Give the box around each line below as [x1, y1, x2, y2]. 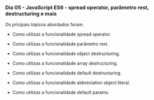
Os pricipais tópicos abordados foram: [5, 21, 84, 27]
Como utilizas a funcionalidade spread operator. [12, 31, 111, 37]
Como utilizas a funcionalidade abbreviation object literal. [12, 79, 131, 86]
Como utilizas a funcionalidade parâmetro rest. [12, 41, 109, 47]
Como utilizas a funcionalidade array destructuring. [12, 60, 118, 66]
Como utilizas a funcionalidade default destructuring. [12, 70, 122, 76]
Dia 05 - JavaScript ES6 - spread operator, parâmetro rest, [5, 4, 150, 11]
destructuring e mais [5, 10, 57, 17]
